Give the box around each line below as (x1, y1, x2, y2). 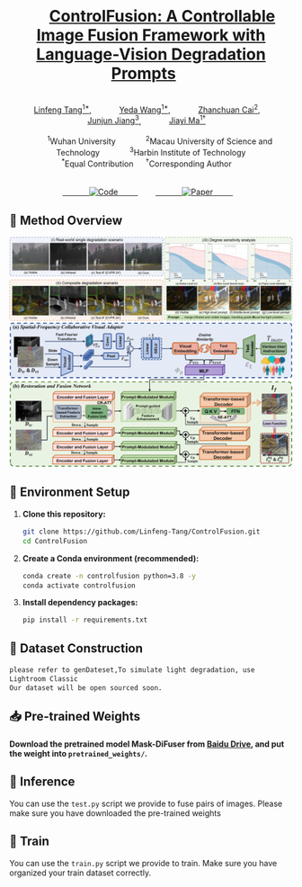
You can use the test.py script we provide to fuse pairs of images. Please (9, 798, 283, 809)
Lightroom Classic (9, 675, 78, 684)
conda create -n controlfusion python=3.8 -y (22, 571, 196, 580)
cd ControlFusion (22, 536, 88, 545)
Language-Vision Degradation (35, 44, 267, 65)
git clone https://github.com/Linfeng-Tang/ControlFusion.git (22, 527, 261, 536)
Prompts (111, 64, 177, 84)
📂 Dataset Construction (9, 641, 144, 656)
